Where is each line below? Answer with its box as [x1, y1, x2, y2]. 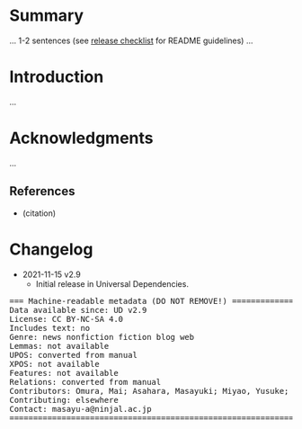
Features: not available [9, 368, 119, 378]
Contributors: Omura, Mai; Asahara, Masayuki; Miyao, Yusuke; [9, 386, 289, 396]
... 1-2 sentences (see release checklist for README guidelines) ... [9, 35, 253, 46]
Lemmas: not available [9, 341, 110, 351]
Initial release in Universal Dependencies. [35, 278, 189, 289]
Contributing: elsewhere [9, 395, 119, 405]
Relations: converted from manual [9, 377, 162, 387]
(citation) [22, 208, 57, 219]
